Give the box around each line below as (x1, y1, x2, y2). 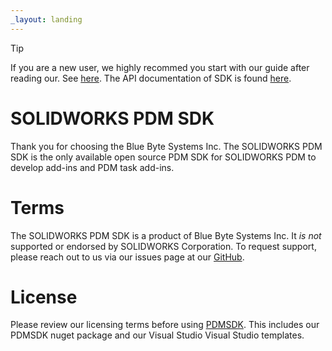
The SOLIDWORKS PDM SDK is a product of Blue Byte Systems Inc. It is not (10, 229, 322, 241)
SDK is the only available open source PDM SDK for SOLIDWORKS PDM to (10, 151, 317, 163)
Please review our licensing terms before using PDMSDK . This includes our (10, 319, 320, 331)
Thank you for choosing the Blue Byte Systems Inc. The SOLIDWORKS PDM (10, 140, 323, 152)
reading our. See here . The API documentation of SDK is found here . (10, 72, 292, 84)
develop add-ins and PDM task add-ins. (10, 161, 175, 173)
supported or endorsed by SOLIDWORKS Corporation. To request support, (10, 240, 317, 252)
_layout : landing (10, 14, 83, 25)
